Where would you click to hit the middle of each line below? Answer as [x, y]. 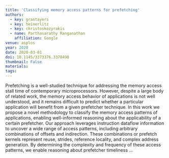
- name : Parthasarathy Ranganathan [48, 33]
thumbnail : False [24, 62]
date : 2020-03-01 [24, 52]
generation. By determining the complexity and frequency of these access [83, 145]
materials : [17, 66]
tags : [11, 71]
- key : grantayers [30, 19]
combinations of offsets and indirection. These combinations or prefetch [81, 134]
